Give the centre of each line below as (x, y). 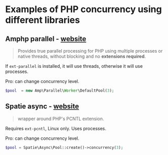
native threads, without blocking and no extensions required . (82, 56)
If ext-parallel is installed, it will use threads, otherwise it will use (74, 66)
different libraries (43, 20)
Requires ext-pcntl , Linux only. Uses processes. (56, 128)
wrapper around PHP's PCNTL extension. (61, 119)
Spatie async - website (42, 107)
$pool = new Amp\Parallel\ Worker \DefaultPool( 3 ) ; (60, 91)
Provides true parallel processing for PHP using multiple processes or (90, 51)
